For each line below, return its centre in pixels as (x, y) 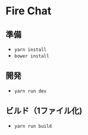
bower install (32, 56)
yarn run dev (30, 91)
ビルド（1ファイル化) (44, 111)
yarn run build (33, 126)
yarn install (30, 50)
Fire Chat (29, 11)
